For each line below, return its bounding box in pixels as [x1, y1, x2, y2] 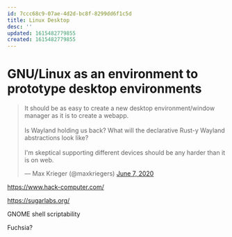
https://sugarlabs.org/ [7, 197, 70, 205]
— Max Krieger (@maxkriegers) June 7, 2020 [24, 169, 154, 178]
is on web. [24, 156, 54, 165]
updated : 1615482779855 [7, 29, 76, 37]
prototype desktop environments [7, 81, 202, 97]
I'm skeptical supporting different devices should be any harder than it [24, 148, 226, 157]
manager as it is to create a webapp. [24, 112, 129, 120]
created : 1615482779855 [7, 36, 76, 43]
